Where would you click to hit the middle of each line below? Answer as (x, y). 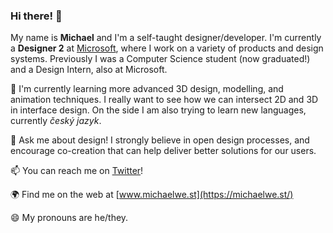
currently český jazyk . (56, 121)
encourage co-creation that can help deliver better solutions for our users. (163, 151)
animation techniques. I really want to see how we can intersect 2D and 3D (164, 100)
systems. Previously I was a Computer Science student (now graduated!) (160, 59)
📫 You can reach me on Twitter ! (77, 171)
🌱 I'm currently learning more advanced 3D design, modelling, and (147, 89)
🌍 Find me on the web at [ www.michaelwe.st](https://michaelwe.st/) (152, 195)
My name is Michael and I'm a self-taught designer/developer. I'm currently (166, 38)
